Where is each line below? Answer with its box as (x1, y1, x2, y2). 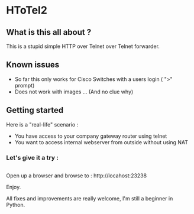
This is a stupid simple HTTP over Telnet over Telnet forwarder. (6, 43, 160, 50)
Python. (6, 201, 25, 208)
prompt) (14, 82, 35, 89)
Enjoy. (6, 183, 21, 190)
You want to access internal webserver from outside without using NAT (14, 138, 188, 145)
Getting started (6, 105, 64, 115)
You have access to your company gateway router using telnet (14, 132, 167, 140)
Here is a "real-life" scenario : (6, 121, 79, 128)
